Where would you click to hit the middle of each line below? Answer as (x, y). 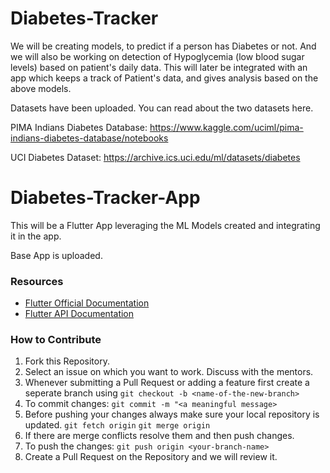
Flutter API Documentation (79, 314)
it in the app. (36, 236)
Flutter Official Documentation (87, 303)
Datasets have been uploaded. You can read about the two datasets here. (162, 108)
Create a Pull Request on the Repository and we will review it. (151, 457)
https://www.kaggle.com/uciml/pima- (226, 127)
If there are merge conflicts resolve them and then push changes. (159, 436)
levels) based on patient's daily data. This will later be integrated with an (159, 67)
